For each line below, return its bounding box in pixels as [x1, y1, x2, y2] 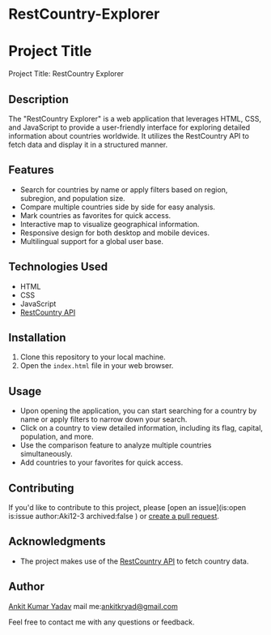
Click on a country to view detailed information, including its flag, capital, [19, 423, 263, 433]
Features [8, 163, 54, 177]
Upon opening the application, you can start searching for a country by [19, 406, 257, 416]
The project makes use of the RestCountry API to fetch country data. [19, 556, 249, 566]
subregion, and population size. [19, 193, 125, 203]
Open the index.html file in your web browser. [19, 361, 174, 371]
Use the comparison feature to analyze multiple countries [19, 440, 212, 450]
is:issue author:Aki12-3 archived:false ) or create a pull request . [8, 512, 220, 521]
